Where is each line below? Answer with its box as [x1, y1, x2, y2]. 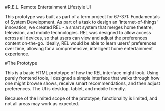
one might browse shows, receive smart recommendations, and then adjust [5, 80, 161, 86]
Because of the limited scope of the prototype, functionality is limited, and [5, 95, 157, 101]
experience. [5, 51, 30, 56]
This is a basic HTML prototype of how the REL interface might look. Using [5, 70, 159, 76]
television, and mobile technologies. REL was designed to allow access [5, 30, 151, 35]
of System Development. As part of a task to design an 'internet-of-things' [5, 19, 158, 25]
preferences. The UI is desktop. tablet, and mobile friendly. [5, 86, 126, 91]
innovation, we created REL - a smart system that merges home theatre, [5, 24, 153, 30]
